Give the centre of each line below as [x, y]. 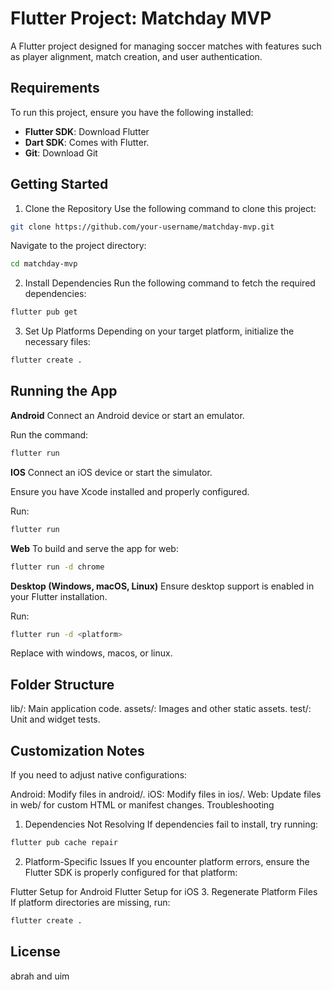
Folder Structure [62, 684]
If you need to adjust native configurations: [99, 775]
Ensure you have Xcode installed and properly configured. [130, 491]
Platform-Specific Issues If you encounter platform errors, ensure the [167, 861]
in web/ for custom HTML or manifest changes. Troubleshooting [142, 805]
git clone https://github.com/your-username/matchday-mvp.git [142, 227]
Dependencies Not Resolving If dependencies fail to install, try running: [171, 824]
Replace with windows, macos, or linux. [91, 653]
